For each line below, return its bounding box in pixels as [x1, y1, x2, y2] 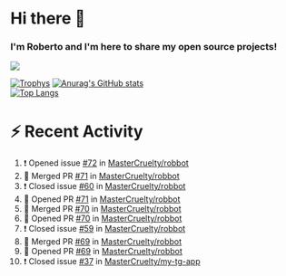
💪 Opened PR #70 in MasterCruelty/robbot [23, 213, 182, 224]
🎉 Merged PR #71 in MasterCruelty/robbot [23, 171, 180, 182]
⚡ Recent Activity [10, 121, 143, 141]
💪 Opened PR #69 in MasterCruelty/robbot [23, 246, 182, 257]
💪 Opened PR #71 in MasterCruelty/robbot [23, 194, 181, 205]
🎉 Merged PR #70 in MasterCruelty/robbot [23, 204, 182, 214]
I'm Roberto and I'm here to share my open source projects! [10, 41, 278, 53]
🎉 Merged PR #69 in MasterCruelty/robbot [23, 236, 182, 247]
